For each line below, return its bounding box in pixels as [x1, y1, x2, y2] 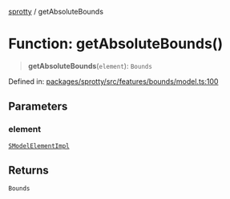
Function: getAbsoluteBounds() [8, 35, 223, 53]
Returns [8, 164, 50, 177]
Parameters [8, 100, 68, 113]
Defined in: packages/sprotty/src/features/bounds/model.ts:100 [8, 76, 219, 86]
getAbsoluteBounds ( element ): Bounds [27, 61, 152, 70]
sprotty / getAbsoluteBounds [8, 7, 104, 16]
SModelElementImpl [8, 141, 70, 150]
